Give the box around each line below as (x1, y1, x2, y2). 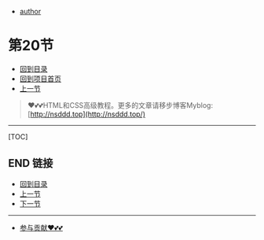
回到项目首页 (19, 74, 61, 83)
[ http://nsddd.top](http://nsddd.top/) (27, 109, 146, 119)
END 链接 (8, 157, 53, 170)
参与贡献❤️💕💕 (19, 223, 63, 232)
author (19, 7, 42, 16)
